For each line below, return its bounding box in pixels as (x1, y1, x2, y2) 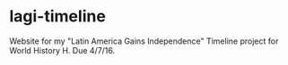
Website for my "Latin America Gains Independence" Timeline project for (9, 36, 279, 46)
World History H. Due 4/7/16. (9, 45, 116, 55)
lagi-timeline (9, 6, 106, 27)
